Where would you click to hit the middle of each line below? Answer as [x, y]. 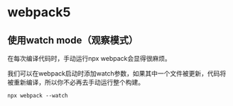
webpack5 [39, 12]
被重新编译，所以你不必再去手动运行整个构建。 [76, 82]
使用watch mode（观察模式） [73, 40]
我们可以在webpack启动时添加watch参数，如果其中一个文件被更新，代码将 [117, 73]
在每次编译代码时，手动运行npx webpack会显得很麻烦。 [90, 58]
